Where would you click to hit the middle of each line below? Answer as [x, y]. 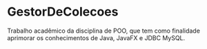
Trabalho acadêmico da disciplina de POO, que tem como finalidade [103, 31]
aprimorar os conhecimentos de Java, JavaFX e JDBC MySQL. [96, 37]
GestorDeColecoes [63, 12]
